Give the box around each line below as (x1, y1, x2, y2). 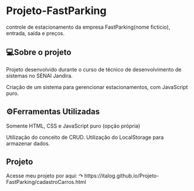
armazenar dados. (6, 139, 50, 147)
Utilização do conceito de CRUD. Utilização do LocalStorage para (6, 134, 164, 141)
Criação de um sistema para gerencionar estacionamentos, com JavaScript (6, 83, 188, 90)
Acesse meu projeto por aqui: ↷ (6, 172, 83, 179)
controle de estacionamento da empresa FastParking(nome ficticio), (6, 23, 171, 30)
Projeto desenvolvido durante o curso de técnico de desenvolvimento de (6, 66, 182, 73)
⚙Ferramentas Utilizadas (6, 107, 100, 117)
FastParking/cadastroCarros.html (6, 179, 86, 186)
